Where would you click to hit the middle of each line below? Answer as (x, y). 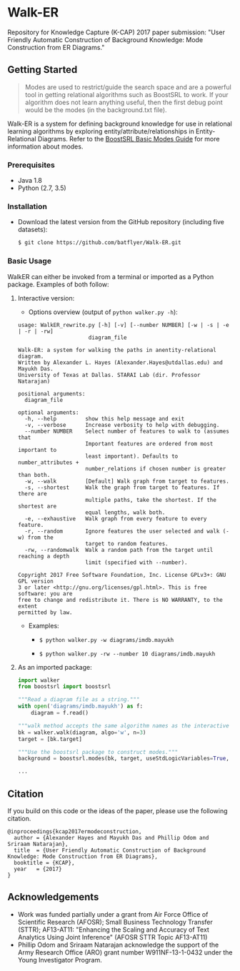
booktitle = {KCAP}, (44, 862)
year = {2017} (38, 869)
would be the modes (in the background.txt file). (96, 110)
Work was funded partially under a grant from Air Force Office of (113, 914)
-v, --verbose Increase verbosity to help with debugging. (122, 425)
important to (37, 450)
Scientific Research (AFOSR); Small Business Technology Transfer (115, 922)
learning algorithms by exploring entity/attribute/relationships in (101, 131)
